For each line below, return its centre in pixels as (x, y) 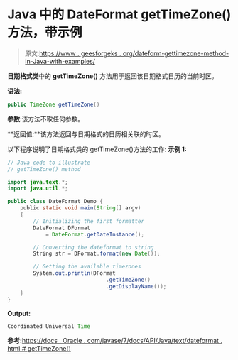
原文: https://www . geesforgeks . (73, 53)
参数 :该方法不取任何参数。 (46, 119)
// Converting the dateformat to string (93, 247)
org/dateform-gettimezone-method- (176, 53)
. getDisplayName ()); (136, 286)
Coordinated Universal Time (49, 326)
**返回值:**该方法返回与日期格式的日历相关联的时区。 (86, 134)
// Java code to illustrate (49, 163)
